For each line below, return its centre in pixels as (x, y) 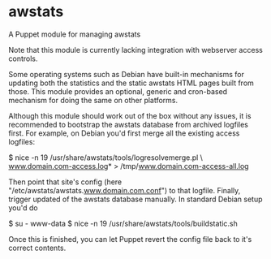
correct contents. (37, 248)
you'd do (23, 207)
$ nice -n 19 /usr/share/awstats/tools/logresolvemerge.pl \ (105, 158)
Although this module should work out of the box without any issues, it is (130, 115)
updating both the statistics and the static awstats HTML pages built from (131, 83)
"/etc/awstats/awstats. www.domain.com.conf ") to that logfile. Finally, (125, 190)
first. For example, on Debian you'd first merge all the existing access (124, 133)
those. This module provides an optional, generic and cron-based (118, 91)
